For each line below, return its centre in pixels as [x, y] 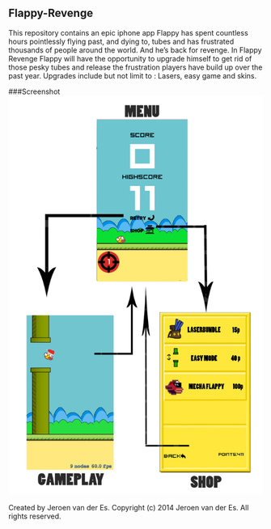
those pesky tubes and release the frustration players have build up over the [135, 67]
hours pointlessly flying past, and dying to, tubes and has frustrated [121, 41]
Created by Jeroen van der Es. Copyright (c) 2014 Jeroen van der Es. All [129, 507]
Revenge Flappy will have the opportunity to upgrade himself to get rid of [130, 58]
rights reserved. [35, 516]
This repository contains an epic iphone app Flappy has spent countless [128, 32]
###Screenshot [34, 91]
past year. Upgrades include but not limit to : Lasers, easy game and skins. [133, 75]
